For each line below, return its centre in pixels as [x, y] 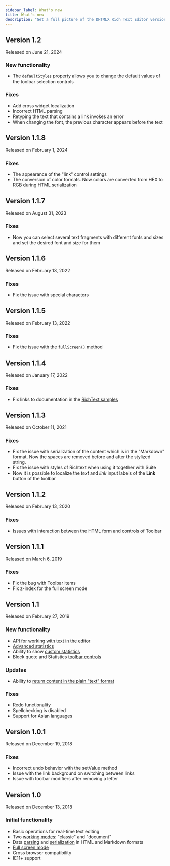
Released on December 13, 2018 [39, 807]
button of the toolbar [34, 479]
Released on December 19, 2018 [39, 744]
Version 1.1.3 [26, 415]
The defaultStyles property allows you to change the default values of [87, 76]
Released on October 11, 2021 [36, 427]
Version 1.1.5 [26, 311]
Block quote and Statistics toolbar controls [57, 657]
